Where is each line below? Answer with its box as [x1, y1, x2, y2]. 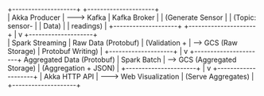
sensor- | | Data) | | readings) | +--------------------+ [7, 21, 182, 30]
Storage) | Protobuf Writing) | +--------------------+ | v [7, 47, 188, 56]
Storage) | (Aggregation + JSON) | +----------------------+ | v [7, 63, 212, 72]
